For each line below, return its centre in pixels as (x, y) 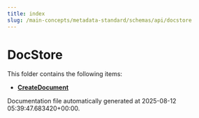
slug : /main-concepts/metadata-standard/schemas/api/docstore (99, 20)
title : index (26, 14)
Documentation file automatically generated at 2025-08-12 (92, 101)
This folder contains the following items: (65, 74)
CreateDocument (43, 87)
